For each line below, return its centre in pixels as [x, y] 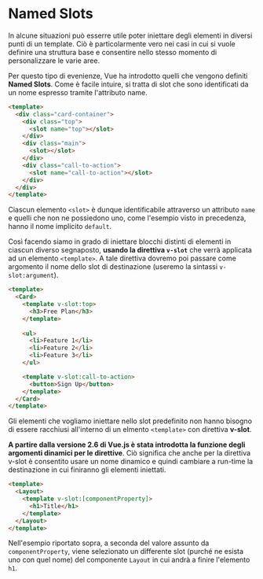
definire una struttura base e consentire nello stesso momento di [113, 52]
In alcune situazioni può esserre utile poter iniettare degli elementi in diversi [130, 35]
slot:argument [31, 276]
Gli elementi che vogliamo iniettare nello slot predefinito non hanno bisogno [130, 421]
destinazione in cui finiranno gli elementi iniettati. [87, 470]
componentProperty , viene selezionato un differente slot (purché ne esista [126, 551]
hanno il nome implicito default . [60, 227]
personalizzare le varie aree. [54, 61]
